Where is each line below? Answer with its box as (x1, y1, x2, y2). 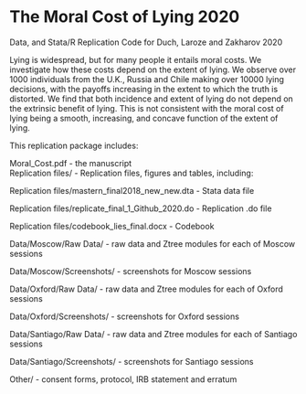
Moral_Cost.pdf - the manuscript (9, 157, 132, 168)
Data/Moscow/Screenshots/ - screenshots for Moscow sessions (9, 265, 252, 276)
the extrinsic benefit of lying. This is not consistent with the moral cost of (9, 102, 285, 113)
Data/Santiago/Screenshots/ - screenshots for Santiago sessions (9, 356, 254, 367)
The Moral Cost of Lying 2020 (9, 6, 240, 27)
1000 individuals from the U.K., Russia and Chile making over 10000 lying (9, 73, 285, 84)
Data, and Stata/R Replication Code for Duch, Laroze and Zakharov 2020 (9, 37, 283, 48)
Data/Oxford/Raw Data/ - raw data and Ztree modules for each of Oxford (9, 283, 283, 294)
